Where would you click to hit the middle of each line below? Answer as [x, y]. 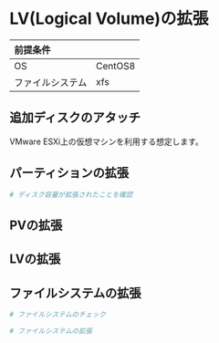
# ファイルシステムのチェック [58, 315]
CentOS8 [115, 66]
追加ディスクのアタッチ [75, 118]
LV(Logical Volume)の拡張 [109, 19]
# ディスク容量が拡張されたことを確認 [71, 194]
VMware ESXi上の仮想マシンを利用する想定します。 [106, 141]
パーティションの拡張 [69, 173]
